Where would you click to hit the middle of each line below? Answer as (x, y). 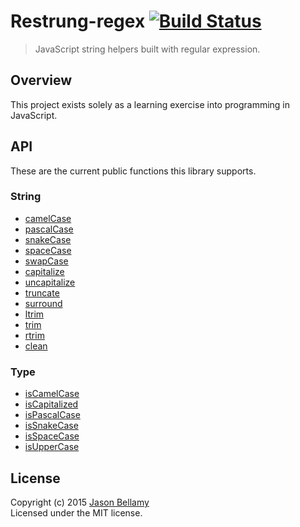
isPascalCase (52, 415)
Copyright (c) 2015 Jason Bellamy (80, 502)
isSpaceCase (52, 436)
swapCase (46, 261)
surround (43, 303)
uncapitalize (50, 282)
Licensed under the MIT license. (76, 512)
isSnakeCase (51, 426)
